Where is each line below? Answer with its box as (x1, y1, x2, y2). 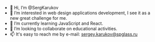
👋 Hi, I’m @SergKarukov (9, 5, 59, 10)
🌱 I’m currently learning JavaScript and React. (9, 20, 104, 26)
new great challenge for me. (9, 15, 68, 21)
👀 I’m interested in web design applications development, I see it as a (9, 10, 151, 16)
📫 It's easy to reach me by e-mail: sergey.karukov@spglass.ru (9, 31, 138, 37)
